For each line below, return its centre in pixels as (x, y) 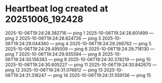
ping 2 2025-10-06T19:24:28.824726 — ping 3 (53, 38)
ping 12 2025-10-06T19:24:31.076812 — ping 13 (54, 70)
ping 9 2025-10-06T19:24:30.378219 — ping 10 (102, 59)
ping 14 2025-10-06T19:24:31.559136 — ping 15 (102, 75)
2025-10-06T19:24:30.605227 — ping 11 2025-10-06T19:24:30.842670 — (81, 65)
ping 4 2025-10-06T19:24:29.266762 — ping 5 (103, 43)
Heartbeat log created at (57, 9)
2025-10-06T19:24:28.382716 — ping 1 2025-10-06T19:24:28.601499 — (80, 33)
